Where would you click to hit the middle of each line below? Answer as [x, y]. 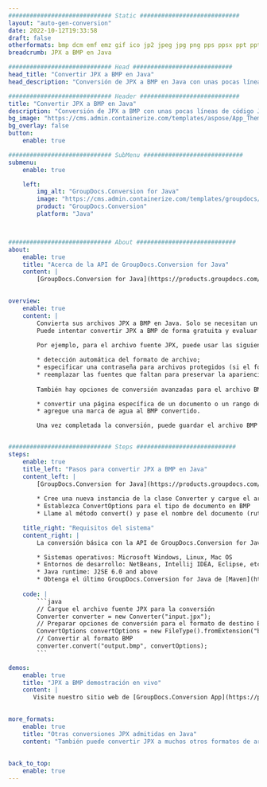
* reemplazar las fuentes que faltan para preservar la [131, 374]
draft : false [30, 38]
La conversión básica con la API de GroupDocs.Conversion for [142, 542]
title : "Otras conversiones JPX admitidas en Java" [110, 734]
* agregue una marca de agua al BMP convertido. [119, 411]
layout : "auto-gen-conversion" [60, 23]
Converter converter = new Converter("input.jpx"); [124, 617]
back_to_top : [30, 764]
